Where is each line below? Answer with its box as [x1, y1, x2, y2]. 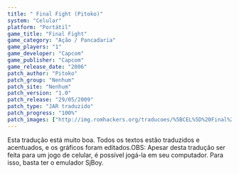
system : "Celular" [7, 17, 62, 24]
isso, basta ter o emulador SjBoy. [7, 158, 105, 167]
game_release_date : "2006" [7, 63, 87, 70]
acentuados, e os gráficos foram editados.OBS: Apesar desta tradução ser [7, 143, 226, 151]
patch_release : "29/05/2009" [7, 97, 94, 104]
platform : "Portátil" [7, 23, 72, 31]
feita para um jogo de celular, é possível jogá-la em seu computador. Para [7, 151, 224, 159]
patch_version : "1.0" [7, 89, 72, 97]
